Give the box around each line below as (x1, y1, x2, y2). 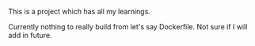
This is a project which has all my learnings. (8, 7, 150, 16)
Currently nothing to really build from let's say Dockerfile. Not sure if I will (8, 22, 248, 31)
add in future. (8, 31, 53, 40)
